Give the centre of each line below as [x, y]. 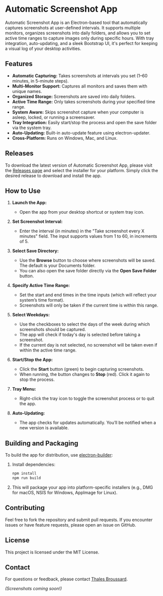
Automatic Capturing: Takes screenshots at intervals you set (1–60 [80, 76]
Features [19, 64]
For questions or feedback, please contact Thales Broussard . [66, 579]
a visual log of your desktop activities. [43, 48]
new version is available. [44, 428]
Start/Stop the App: [32, 360]
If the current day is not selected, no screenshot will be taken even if [88, 345]
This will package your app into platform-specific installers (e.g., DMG [82, 487]
